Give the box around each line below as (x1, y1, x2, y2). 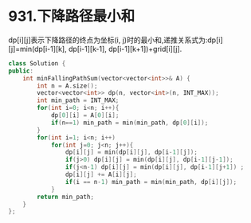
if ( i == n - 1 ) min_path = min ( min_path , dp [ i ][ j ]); (65, 178, 237, 186)
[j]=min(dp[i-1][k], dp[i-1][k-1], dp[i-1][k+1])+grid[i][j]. (8, 44, 182, 53)
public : (8, 67, 34, 75)
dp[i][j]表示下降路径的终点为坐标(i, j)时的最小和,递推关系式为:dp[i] (8, 35, 223, 45)
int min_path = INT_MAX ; (37, 96, 120, 104)
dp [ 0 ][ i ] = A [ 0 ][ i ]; (50, 111, 120, 119)
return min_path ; (37, 193, 94, 201)
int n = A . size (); (37, 81, 98, 90)
